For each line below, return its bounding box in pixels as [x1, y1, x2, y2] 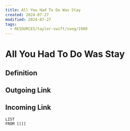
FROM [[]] [5, 121, 27, 126]
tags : [5, 21, 17, 27]
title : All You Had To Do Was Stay [5, 7, 81, 13]
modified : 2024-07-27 [5, 17, 51, 22]
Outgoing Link [5, 86, 51, 95]
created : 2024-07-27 [5, 12, 49, 17]
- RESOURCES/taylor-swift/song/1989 [10, 27, 88, 32]
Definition [5, 68, 37, 77]
